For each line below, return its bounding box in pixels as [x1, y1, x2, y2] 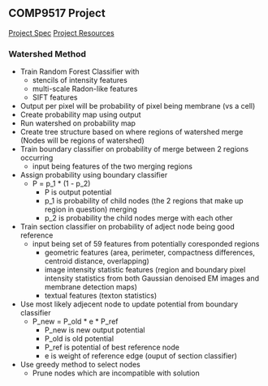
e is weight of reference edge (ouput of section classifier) [44, 351, 238, 361]
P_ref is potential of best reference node [44, 342, 180, 352]
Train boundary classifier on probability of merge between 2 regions [19, 144, 249, 154]
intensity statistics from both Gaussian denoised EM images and [44, 273, 260, 283]
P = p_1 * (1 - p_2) [32, 178, 91, 189]
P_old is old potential [44, 334, 115, 344]
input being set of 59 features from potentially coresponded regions [32, 239, 260, 249]
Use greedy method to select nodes [19, 360, 140, 370]
